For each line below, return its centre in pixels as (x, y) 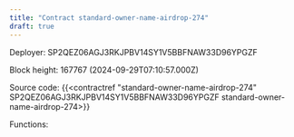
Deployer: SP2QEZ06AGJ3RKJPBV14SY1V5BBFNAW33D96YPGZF (134, 52)
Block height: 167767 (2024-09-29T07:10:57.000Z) (104, 70)
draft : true (32, 26)
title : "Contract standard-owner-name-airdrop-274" (109, 18)
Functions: (29, 124)
